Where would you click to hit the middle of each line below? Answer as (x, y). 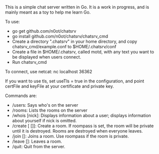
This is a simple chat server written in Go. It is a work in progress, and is (77, 7)
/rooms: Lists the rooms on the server (50, 110)
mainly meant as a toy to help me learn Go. (48, 12)
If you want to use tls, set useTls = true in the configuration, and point (75, 81)
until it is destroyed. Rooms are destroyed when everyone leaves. (77, 131)
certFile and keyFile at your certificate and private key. (60, 86)
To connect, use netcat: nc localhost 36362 (49, 72)
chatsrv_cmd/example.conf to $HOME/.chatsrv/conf (64, 47)
